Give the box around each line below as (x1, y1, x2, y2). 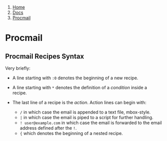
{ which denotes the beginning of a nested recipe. (19, 131, 123, 136)
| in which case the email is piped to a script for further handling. (19, 115, 154, 120)
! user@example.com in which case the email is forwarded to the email (19, 120, 162, 126)
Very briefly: (5, 65, 31, 71)
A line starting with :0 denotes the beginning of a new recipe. (12, 75, 139, 81)
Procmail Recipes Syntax (5, 52, 84, 60)
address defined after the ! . (19, 125, 77, 131)
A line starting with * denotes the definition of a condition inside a (12, 85, 147, 90)
